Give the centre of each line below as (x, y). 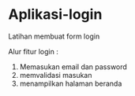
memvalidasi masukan (56, 75)
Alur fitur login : (34, 51)
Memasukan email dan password (73, 66)
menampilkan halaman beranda (71, 83)
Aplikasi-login (55, 15)
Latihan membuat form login (54, 36)
